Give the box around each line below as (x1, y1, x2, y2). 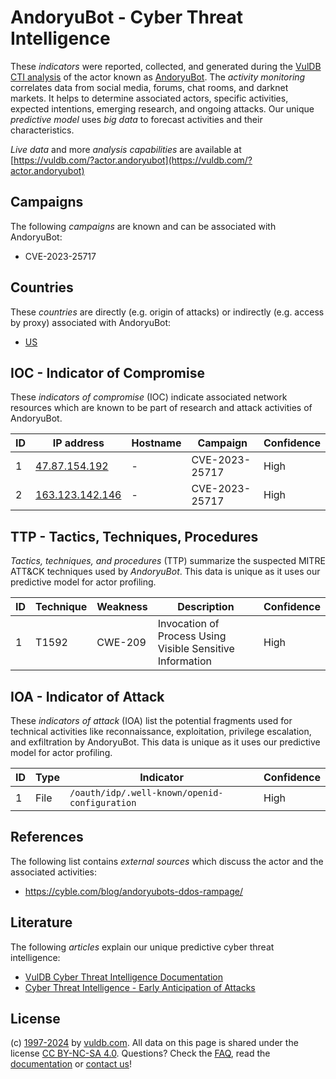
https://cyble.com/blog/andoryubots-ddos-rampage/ (24, 885, 243, 897)
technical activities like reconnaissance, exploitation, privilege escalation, (10, 726, 312, 737)
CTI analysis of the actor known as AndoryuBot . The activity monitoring (10, 71, 306, 83)
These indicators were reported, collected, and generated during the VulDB (10, 60, 322, 72)
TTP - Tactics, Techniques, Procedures (10, 528, 259, 545)
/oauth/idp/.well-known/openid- (69, 787, 224, 798)
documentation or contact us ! (10, 1058, 133, 1070)
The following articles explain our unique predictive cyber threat (10, 941, 275, 953)
